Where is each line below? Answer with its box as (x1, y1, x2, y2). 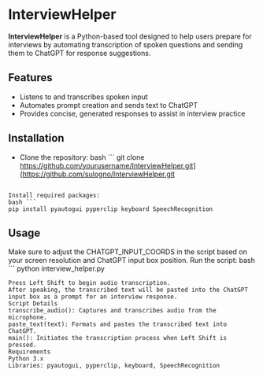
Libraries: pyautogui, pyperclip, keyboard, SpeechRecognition (8, 362, 220, 370)
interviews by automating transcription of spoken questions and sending (8, 39, 243, 49)
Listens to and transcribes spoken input (19, 92, 148, 102)
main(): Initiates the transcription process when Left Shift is (8, 334, 227, 342)
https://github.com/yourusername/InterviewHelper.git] (19, 161, 196, 170)
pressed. (8, 341, 37, 349)
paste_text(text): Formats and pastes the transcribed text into (8, 320, 227, 328)
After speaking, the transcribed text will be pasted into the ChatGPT (8, 286, 248, 294)
